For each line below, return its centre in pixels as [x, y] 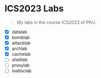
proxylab [21, 65]
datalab [19, 32]
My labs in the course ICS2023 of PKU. [56, 22]
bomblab [21, 37]
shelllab [20, 60]
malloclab [21, 71]
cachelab [21, 54]
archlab [19, 49]
